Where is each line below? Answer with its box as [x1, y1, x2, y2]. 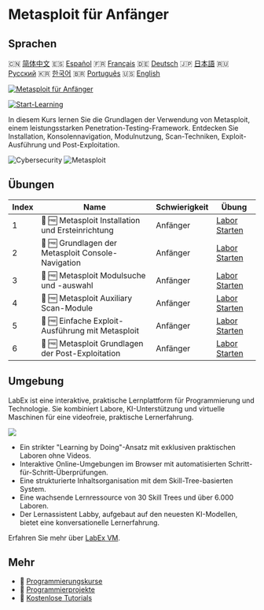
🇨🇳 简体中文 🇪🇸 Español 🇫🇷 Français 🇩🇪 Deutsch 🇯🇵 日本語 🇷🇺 [8, 59, 229, 68]
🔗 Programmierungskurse [19, 577, 103, 586]
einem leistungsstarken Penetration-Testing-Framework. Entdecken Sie [8, 124, 239, 132]
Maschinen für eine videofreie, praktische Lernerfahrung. [8, 412, 194, 422]
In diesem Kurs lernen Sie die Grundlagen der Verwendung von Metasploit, [8, 115, 250, 124]
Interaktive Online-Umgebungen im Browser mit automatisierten [19, 459, 226, 468]
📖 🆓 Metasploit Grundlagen [41, 337, 144, 348]
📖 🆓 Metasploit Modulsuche [41, 270, 146, 281]
